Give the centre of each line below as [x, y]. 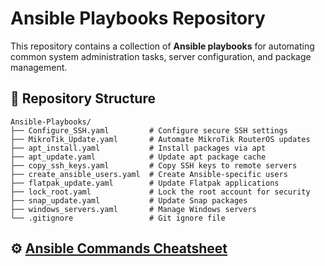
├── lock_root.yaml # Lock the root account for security [160, 192]
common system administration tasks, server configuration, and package [161, 56]
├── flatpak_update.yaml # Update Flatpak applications [145, 183]
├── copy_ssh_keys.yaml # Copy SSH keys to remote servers [154, 165]
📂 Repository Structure [83, 98]
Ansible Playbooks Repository [138, 18]
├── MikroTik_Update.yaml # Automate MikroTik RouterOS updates [160, 139]
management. [39, 67]
